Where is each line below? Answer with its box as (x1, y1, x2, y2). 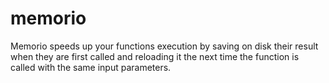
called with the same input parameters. (10, 61, 172, 73)
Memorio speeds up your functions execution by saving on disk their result (10, 40, 319, 52)
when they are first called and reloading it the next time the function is (10, 50, 300, 62)
